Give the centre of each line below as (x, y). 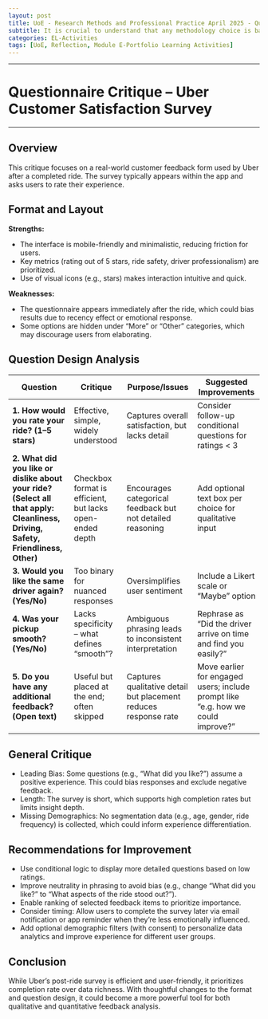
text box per (219, 498)
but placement (154, 696)
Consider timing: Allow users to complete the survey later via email (129, 911)
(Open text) (35, 716)
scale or (212, 585)
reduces (142, 706)
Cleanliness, (36, 517)
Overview (33, 148)
